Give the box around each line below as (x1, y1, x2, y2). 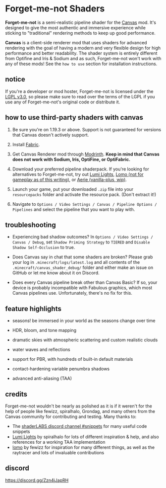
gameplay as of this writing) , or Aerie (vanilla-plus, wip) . (12, 176, 127, 182)
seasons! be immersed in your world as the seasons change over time (12, 318, 156, 324)
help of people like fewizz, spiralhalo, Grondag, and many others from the (5, 408, 155, 414)
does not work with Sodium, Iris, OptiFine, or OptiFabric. (12, 156, 131, 162)
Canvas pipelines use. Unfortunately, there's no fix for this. (12, 290, 132, 296)
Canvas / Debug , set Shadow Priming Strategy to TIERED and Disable (12, 239, 150, 245)
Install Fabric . (12, 141, 40, 147)
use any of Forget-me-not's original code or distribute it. (5, 99, 120, 105)
